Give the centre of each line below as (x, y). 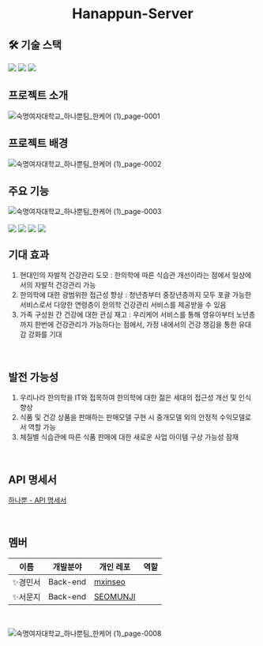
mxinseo (110, 581)
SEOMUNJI (115, 596)
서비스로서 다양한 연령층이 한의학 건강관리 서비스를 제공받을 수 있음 (123, 305)
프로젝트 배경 (38, 143)
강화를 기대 (45, 334)
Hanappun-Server (133, 14)
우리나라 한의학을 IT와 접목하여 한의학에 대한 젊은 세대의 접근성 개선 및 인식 (135, 398)
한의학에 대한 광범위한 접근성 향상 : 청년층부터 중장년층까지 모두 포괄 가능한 (135, 295)
